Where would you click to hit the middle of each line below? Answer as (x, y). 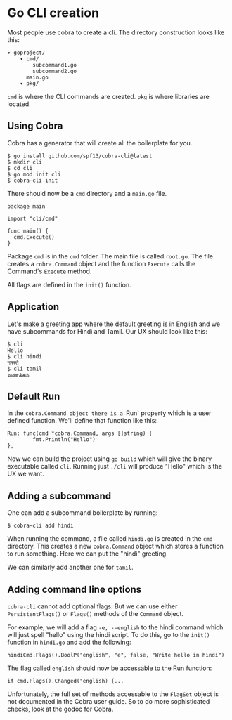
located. (19, 104)
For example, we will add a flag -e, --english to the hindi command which (115, 627)
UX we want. (26, 474)
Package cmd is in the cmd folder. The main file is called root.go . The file (110, 256)
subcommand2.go (55, 71)
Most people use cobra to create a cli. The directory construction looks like (116, 32)
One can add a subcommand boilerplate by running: (83, 513)
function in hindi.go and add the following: (69, 642)
